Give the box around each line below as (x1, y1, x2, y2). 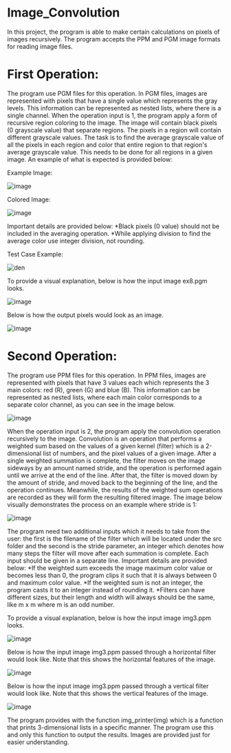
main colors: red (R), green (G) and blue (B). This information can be (7, 385, 201, 394)
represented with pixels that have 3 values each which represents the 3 (7, 378, 210, 387)
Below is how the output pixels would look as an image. (7, 310, 164, 319)
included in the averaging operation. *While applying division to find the (7, 229, 211, 237)
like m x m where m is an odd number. (7, 600, 115, 608)
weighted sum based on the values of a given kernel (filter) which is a (7, 441, 204, 450)
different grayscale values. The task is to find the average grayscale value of (7, 133, 224, 141)
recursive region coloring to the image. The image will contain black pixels (7, 119, 218, 127)
